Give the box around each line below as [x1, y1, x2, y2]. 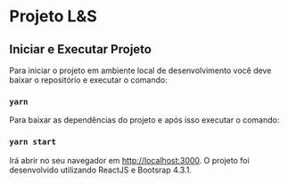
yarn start [9, 137, 56, 148]
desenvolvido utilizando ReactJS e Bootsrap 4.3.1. [9, 164, 192, 175]
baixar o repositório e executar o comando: [9, 75, 168, 85]
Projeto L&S [9, 6, 98, 27]
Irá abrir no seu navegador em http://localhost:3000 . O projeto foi [9, 155, 250, 165]
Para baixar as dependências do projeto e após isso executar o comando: [9, 115, 280, 125]
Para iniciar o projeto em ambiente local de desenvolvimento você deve [9, 65, 272, 76]
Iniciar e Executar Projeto [9, 42, 152, 57]
